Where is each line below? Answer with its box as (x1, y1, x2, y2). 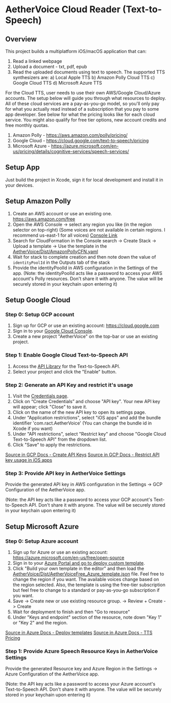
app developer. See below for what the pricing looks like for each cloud (5, 111, 155, 117)
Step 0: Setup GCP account (5, 311, 75, 318)
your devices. (5, 182, 34, 188)
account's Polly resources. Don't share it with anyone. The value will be (12, 275, 163, 282)
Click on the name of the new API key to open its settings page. (12, 409, 146, 415)
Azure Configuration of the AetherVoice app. (5, 671, 100, 677)
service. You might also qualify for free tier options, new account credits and (5, 117, 166, 123)
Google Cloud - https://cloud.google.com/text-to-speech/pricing (12, 138, 149, 143)
